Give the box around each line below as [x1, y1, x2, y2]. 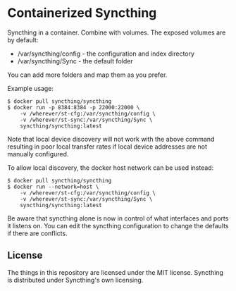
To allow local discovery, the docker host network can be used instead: [7, 163, 214, 172]
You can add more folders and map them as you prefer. [7, 70, 168, 79]
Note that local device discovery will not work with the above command [7, 135, 215, 143]
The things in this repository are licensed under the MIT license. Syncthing [7, 268, 224, 276]
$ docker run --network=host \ [7, 183, 99, 190]
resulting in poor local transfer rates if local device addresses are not [7, 142, 208, 151]
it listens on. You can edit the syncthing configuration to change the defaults [7, 221, 229, 230]
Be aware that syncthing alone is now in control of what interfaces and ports [7, 213, 229, 223]
